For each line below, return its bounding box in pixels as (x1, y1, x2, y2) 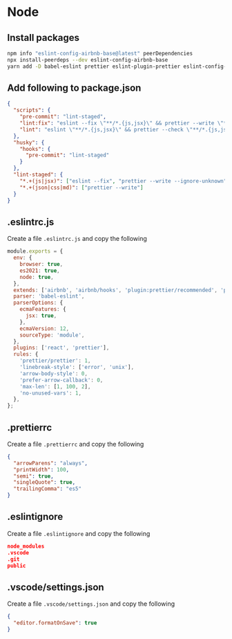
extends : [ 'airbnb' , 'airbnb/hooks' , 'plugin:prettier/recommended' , (13, 287, 217, 294)
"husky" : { (13, 139, 45, 146)
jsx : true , (25, 312, 57, 319)
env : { (13, 254, 32, 262)
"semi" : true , (13, 472, 54, 480)
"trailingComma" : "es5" (13, 485, 81, 492)
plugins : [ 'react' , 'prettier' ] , (13, 344, 110, 352)
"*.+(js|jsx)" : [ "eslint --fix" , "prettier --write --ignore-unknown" (19, 177, 227, 184)
